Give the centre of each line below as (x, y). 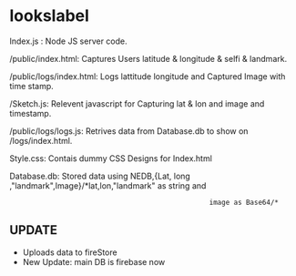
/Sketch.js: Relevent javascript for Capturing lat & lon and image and (137, 103)
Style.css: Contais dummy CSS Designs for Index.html (111, 158)
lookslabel (49, 16)
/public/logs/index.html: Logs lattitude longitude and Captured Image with (148, 76)
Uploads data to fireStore (70, 252)
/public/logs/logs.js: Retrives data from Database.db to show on (129, 131)
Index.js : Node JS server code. (68, 41)
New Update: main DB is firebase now (94, 261)
